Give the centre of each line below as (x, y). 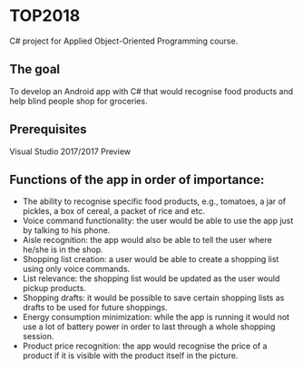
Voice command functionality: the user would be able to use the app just (158, 221)
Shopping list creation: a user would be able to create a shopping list (151, 259)
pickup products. (54, 288)
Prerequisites (48, 129)
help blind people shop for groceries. (78, 101)
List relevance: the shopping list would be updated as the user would (151, 278)
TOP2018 (45, 16)
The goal (35, 69)
